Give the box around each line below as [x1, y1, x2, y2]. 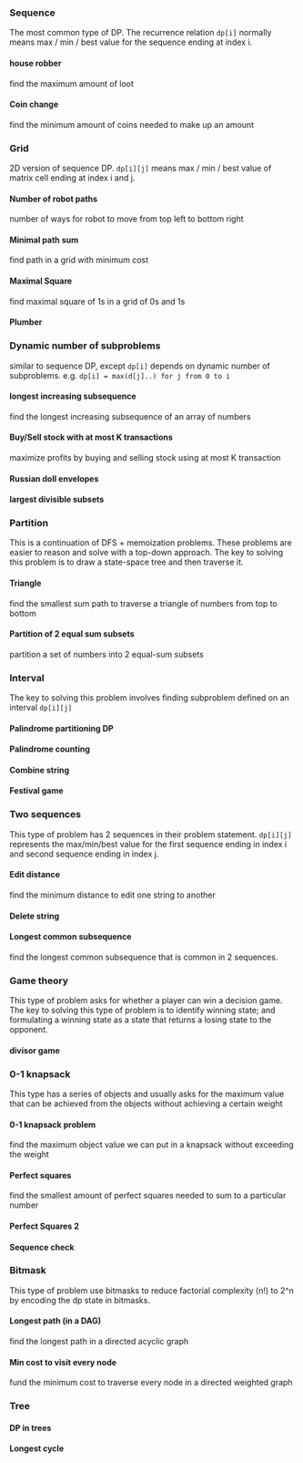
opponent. [9, 1024, 48, 1035]
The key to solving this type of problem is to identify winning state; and [9, 1005, 276, 1016]
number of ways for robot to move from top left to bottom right [9, 213, 244, 224]
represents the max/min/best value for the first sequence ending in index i [9, 838, 288, 849]
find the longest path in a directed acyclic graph [9, 1336, 189, 1347]
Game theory [9, 974, 69, 987]
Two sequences [9, 808, 82, 821]
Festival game [9, 785, 64, 796]
